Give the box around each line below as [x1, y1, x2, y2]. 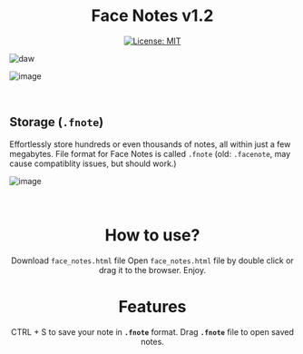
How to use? [104, 224, 200, 245]
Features [118, 296, 187, 317]
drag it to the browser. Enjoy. [98, 264, 207, 275]
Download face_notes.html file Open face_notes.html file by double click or [10, 255, 295, 266]
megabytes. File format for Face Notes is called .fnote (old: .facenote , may [9, 148, 291, 159]
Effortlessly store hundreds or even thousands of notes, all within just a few [9, 138, 291, 150]
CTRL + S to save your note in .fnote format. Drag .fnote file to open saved [10, 326, 295, 337]
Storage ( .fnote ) [9, 114, 104, 130]
